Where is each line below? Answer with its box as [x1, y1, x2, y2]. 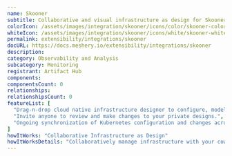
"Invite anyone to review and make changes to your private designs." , [13, 113, 224, 119]
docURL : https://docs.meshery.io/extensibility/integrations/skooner [7, 42, 212, 49]
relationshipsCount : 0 [7, 94, 72, 101]
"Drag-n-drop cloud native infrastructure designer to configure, [13, 106, 209, 113]
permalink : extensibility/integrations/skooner [7, 36, 147, 43]
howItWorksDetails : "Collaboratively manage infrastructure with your [7, 139, 215, 146]
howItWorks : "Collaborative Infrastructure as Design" [7, 132, 168, 139]
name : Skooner [7, 10, 48, 17]
